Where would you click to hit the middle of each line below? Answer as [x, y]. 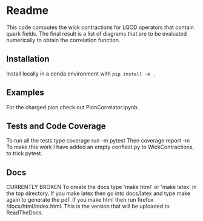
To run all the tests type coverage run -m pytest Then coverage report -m [98, 141]
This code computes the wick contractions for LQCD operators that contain [100, 27]
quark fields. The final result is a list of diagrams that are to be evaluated [97, 33]
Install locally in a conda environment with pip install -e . [81, 74]
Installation [28, 59]
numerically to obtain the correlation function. [63, 40]
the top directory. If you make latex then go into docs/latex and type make [98, 193]
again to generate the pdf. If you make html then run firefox [80, 200]
